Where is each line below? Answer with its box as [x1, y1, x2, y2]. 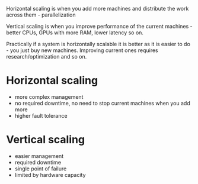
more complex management [14, 93, 84, 100]
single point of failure [14, 165, 67, 172]
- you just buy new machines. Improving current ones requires [6, 47, 158, 54]
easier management [14, 152, 64, 159]
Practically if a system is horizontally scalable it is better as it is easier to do [6, 41, 191, 47]
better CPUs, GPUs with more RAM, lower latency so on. [6, 29, 144, 36]
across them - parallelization [6, 11, 76, 18]
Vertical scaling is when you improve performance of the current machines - [6, 23, 193, 30]
